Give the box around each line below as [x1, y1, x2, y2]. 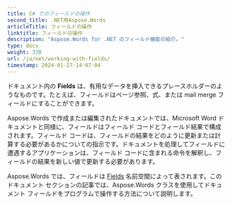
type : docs [7, 42, 39, 49]
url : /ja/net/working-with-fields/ [7, 56, 110, 62]
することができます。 [38, 99, 99, 108]
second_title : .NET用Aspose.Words [7, 17, 106, 24]
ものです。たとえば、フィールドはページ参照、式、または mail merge [19, 90, 217, 99]
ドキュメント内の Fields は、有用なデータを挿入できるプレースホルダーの [7, 81, 217, 90]
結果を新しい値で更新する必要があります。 [37, 157, 159, 165]
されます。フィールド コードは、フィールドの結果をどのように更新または [7, 131, 215, 139]
